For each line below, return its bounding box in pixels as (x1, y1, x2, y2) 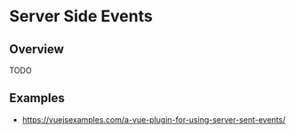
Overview (9, 42, 65, 57)
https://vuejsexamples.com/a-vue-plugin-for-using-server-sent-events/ (21, 114, 286, 125)
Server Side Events (9, 6, 153, 27)
